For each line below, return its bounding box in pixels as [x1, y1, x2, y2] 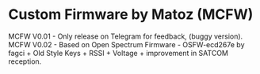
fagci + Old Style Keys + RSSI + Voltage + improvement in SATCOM [8, 48, 228, 57]
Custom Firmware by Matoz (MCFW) [8, 6, 254, 24]
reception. [8, 57, 42, 66]
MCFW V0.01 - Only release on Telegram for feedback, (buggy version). [8, 31, 243, 41]
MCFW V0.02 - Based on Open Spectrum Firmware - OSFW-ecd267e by [8, 39, 245, 49]
